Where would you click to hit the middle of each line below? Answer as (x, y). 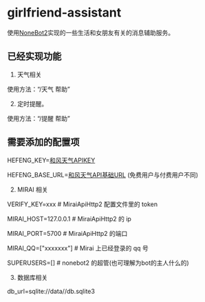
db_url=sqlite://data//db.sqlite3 (51, 291)
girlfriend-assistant (64, 13)
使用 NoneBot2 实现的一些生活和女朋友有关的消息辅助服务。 (91, 32)
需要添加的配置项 (43, 142)
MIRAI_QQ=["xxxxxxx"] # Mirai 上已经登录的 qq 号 (78, 248)
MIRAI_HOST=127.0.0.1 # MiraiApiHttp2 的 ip (69, 219)
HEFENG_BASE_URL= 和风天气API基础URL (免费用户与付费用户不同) (102, 174)
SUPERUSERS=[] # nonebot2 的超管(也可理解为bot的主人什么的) (98, 263)
